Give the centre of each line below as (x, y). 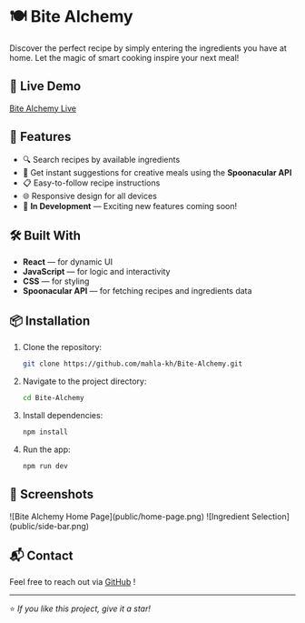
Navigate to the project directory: (84, 381)
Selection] (271, 516)
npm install (45, 432)
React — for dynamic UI (68, 262)
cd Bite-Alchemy (53, 398)
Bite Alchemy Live (43, 108)
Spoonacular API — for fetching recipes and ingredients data (137, 291)
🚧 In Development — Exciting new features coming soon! (130, 206)
